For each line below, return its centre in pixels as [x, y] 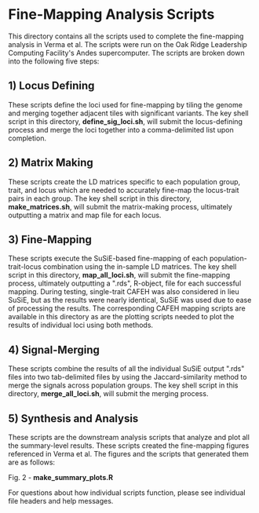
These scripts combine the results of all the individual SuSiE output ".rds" [126, 369]
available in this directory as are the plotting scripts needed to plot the [121, 317]
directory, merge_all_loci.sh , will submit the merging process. [108, 394]
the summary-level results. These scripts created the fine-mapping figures [129, 446]
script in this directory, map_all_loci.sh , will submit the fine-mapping [119, 275]
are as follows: [32, 462]
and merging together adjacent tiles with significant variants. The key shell [128, 113]
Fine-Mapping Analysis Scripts [111, 15]
